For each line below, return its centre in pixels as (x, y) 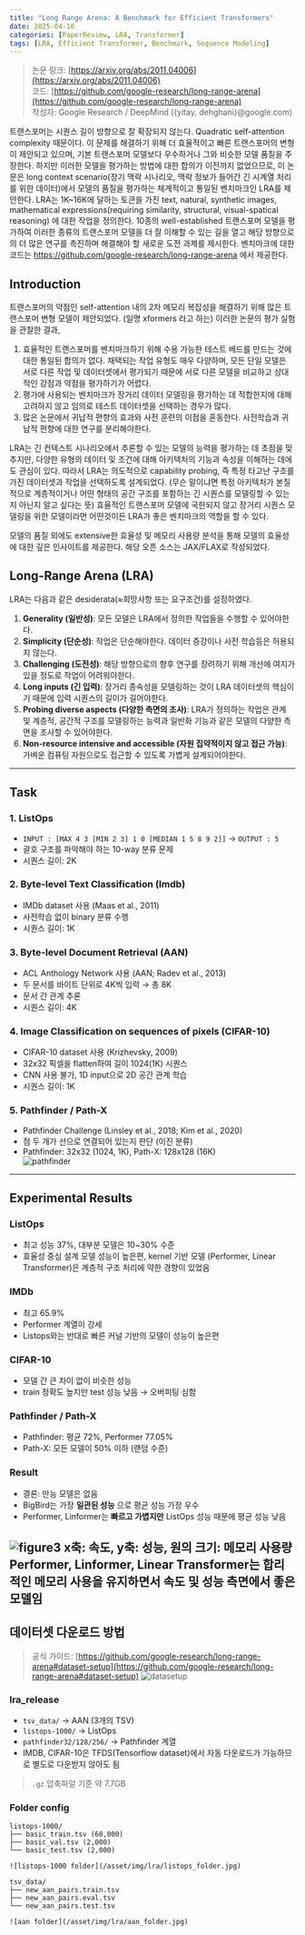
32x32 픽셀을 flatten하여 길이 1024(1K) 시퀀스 (105, 1064)
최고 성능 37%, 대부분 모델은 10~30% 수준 (98, 1245)
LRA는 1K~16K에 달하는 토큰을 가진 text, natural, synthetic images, (156, 200)
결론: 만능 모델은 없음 (60, 1493)
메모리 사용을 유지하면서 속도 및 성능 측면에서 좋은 (165, 1582)
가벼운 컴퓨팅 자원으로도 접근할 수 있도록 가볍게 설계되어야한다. (134, 755)
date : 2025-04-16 (42, 26)
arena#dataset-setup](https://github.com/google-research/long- (152, 1666)
